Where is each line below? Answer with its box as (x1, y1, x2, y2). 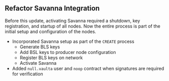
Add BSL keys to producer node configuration (19, 49, 116, 55)
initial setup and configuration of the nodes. (5, 28, 96, 35)
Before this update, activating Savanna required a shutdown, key (5, 17, 140, 23)
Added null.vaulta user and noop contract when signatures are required (12, 65, 164, 71)
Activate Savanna (19, 60, 57, 66)
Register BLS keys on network (19, 55, 83, 61)
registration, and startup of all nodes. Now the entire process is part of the (5, 23, 161, 29)
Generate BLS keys (19, 43, 60, 50)
